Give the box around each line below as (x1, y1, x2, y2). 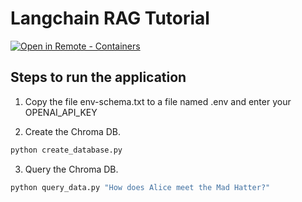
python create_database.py (10, 145, 123, 155)
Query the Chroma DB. (24, 163, 119, 175)
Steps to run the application (10, 69, 187, 86)
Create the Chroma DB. (24, 125, 122, 137)
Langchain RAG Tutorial (10, 7, 210, 30)
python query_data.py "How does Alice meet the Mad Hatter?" (10, 182, 271, 192)
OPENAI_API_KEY (24, 106, 98, 118)
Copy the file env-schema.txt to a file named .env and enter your (24, 95, 292, 107)
